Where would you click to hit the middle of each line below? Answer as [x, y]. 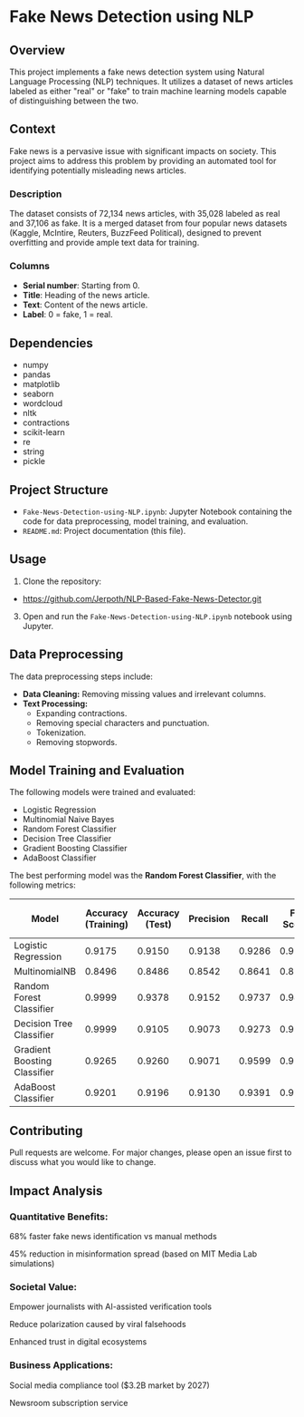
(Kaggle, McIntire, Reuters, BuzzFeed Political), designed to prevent [136, 233]
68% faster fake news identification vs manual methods [113, 1236]
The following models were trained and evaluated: [103, 792]
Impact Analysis [56, 1191]
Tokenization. [61, 733]
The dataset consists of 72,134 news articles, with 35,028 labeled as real [145, 214]
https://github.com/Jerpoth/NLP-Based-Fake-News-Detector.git [142, 598]
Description [36, 194]
